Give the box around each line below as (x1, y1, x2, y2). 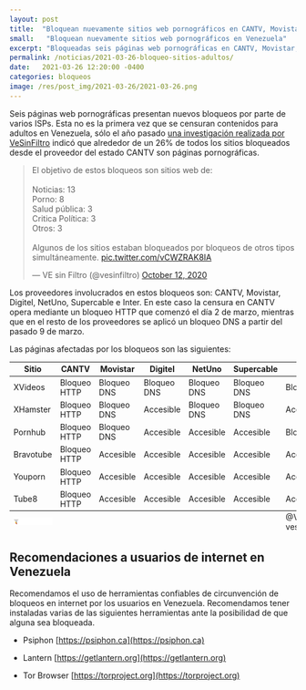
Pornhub (13, 427, 46, 438)
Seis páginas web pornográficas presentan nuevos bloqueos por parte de (9, 108, 287, 118)
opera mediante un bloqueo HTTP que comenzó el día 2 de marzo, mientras (9, 306, 294, 317)
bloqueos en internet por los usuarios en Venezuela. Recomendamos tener (9, 598, 290, 609)
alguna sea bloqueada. (9, 617, 96, 628)
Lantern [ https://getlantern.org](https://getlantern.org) (22, 653, 227, 664)
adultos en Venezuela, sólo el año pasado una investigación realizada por (9, 128, 285, 139)
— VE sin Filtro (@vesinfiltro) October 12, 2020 (31, 269, 208, 280)
